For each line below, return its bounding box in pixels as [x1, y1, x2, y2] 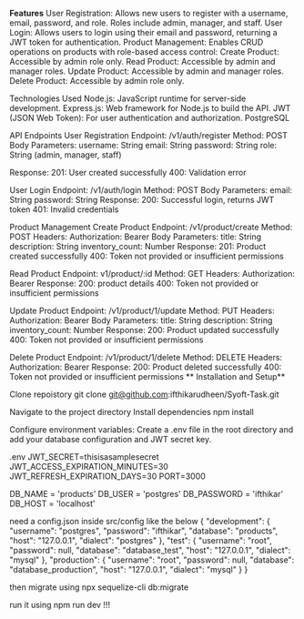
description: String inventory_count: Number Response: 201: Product [9, 241, 267, 251]
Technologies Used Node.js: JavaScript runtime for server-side [9, 93, 247, 104]
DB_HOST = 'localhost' [9, 498, 96, 509]
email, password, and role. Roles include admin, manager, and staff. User [9, 17, 283, 28]
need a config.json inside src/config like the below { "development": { [9, 516, 270, 526]
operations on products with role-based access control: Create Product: [9, 46, 279, 57]
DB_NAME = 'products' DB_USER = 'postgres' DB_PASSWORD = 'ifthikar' [9, 489, 284, 499]
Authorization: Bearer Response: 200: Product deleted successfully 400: [9, 361, 282, 372]
